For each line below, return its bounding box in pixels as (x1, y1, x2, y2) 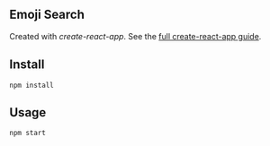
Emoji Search (9, 7, 85, 22)
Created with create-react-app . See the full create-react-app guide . (9, 30, 262, 41)
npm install (9, 81, 54, 90)
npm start (9, 129, 47, 138)
